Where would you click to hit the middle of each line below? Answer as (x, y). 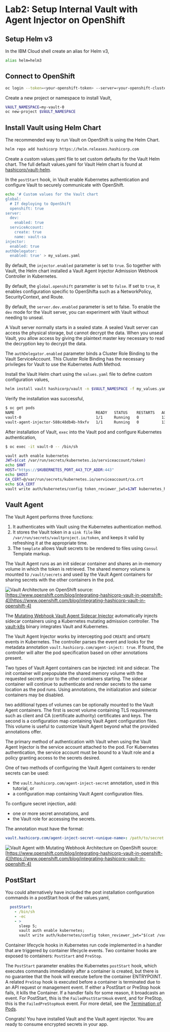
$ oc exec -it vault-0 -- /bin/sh (42, 447)
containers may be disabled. (35, 695)
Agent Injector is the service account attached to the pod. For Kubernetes (82, 747)
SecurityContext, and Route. (35, 297)
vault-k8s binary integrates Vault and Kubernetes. (57, 627)
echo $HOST (17, 475)
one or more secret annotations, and (51, 814)
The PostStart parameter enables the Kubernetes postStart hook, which (81, 966)
